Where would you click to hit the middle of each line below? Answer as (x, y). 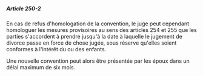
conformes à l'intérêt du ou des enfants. (56, 49)
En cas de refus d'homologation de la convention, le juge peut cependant (98, 24)
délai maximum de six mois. (41, 67)
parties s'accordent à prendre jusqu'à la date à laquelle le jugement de (95, 36)
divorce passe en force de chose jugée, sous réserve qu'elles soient (92, 43)
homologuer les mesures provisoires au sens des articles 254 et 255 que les (101, 30)
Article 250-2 (24, 8)
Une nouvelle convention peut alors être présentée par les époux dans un (98, 61)
